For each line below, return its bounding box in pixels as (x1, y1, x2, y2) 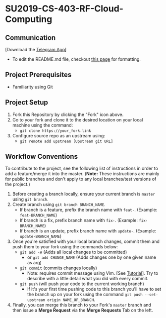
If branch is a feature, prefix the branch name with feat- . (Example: (19, 207, 158, 213)
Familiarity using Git (12, 84, 53, 90)
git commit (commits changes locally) (19, 265, 98, 271)
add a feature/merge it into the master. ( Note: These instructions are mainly (5, 171, 160, 177)
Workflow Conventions (5, 152, 78, 161)
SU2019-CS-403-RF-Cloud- (5, 3, 124, 14)
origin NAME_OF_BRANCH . (47, 297, 96, 303)
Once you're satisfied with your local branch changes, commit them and (12, 238, 160, 244)
